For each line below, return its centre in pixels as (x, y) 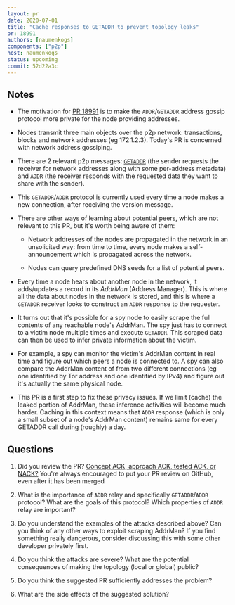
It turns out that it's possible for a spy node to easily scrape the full (114, 318)
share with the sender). (51, 184)
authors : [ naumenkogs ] (40, 40)
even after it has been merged (61, 481)
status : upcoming (33, 60)
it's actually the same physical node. (70, 383)
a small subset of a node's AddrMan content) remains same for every (117, 420)
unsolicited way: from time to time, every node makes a (108, 247)
